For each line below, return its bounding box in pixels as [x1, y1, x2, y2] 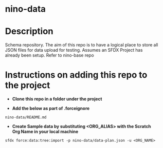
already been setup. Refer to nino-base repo [5, 52, 94, 58]
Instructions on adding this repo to [5, 69, 147, 81]
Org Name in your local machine [12, 128, 79, 135]
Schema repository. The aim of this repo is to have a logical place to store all [5, 42, 158, 48]
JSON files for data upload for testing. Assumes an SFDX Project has [5, 47, 143, 53]
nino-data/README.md [5, 115, 47, 120]
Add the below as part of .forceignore [12, 106, 90, 111]
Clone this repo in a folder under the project [12, 96, 102, 102]
